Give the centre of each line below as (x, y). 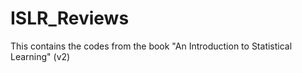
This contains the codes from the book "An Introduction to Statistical (151, 46)
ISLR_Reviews (70, 18)
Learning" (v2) (40, 56)
